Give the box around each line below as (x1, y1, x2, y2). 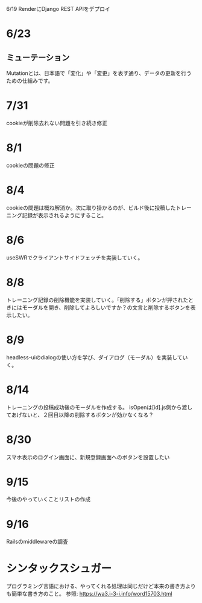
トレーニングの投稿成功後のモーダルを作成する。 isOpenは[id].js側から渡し (6, 403, 193, 411)
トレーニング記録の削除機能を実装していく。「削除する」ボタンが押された (6, 296, 189, 304)
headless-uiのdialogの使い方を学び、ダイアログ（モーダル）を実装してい (6, 353, 188, 361)
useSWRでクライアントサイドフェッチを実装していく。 (6, 253, 144, 261)
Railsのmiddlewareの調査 (6, 538, 68, 546)
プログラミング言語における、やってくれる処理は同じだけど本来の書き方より (6, 582, 196, 590)
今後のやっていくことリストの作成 (6, 495, 91, 503)
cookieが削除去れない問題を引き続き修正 (6, 119, 108, 126)
